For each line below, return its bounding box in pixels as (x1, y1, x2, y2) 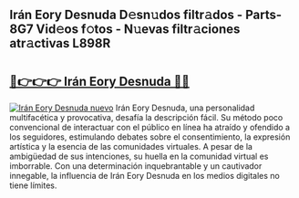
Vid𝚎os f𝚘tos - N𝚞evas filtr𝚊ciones (36, 22, 241, 37)
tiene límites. (9, 180, 57, 191)
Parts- (244, 7, 283, 23)
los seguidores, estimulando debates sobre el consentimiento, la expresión (9, 131, 291, 142)
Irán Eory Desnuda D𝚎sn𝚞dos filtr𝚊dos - (9, 7, 243, 23)
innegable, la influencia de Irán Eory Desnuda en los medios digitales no (9, 171, 281, 181)
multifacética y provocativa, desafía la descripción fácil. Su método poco (9, 112, 284, 122)
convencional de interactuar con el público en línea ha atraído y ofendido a (9, 122, 290, 132)
